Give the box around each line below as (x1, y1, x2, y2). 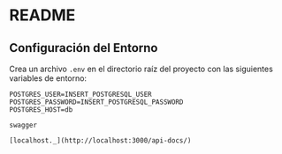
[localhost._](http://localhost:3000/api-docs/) (9, 136, 192, 145)
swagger (9, 121, 38, 129)
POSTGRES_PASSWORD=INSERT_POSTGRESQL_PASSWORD (9, 98, 184, 106)
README (9, 5, 76, 26)
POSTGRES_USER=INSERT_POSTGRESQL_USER (9, 90, 152, 99)
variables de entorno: (9, 73, 87, 84)
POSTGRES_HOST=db (9, 106, 73, 114)
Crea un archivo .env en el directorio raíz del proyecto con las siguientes (9, 63, 274, 74)
